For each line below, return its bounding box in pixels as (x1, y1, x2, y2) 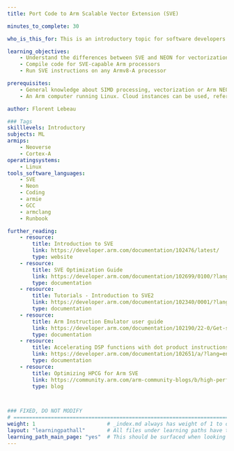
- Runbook (19, 215, 49, 222)
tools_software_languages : (7, 170, 86, 177)
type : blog (32, 383, 64, 390)
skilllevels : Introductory (7, 125, 86, 132)
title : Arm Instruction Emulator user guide (32, 318, 164, 325)
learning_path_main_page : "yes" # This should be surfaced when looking (7, 433, 226, 441)
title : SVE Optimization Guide (32, 266, 123, 274)
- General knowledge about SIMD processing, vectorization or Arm (19, 86, 217, 93)
